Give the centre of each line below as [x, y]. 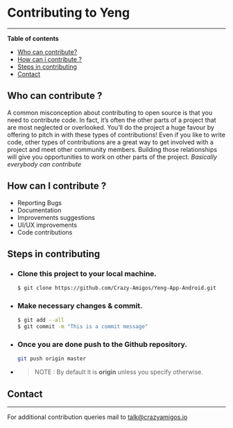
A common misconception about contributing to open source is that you [110, 112]
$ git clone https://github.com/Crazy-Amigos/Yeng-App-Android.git [116, 288]
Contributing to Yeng [69, 13]
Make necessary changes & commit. [80, 306]
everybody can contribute [44, 164]
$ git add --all [41, 320]
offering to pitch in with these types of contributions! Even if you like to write [116, 135]
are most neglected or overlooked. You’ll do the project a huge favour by [111, 127]
